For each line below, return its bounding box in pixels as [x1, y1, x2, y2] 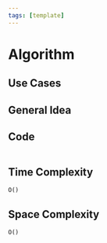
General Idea [8, 103, 72, 116]
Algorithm [8, 45, 75, 63]
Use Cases [8, 76, 62, 90]
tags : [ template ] [8, 11, 65, 20]
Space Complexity [8, 208, 100, 221]
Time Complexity [8, 165, 94, 179]
